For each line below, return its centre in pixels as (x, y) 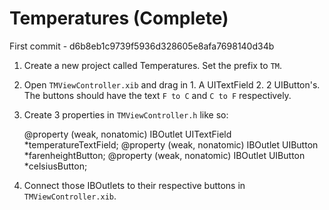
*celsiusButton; (55, 166)
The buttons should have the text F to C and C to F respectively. (157, 95)
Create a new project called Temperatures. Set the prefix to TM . (153, 65)
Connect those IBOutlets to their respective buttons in (134, 185)
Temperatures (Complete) (119, 18)
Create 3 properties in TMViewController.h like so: (126, 114)
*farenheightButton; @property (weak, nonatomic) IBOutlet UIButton (164, 155)
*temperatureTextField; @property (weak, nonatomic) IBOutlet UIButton (171, 144)
